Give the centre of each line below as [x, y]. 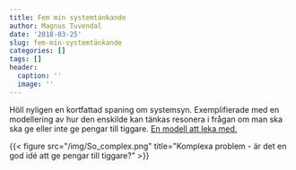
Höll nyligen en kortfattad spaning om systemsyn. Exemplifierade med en [144, 109]
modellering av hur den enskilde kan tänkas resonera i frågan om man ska [146, 119]
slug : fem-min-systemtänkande [66, 42]
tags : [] [26, 59]
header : [24, 68]
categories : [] [38, 51]
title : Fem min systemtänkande [68, 17]
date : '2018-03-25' [46, 34]
